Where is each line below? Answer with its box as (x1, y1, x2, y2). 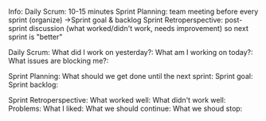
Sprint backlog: (8, 80, 58, 89)
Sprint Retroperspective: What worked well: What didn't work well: (8, 96, 226, 104)
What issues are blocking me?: (8, 56, 109, 65)
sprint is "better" (8, 32, 63, 41)
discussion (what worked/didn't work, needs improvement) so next (29, 24, 248, 33)
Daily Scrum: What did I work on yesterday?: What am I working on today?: (8, 48, 253, 57)
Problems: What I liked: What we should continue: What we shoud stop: (8, 103, 243, 113)
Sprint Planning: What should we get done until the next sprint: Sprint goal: (8, 72, 253, 80)
